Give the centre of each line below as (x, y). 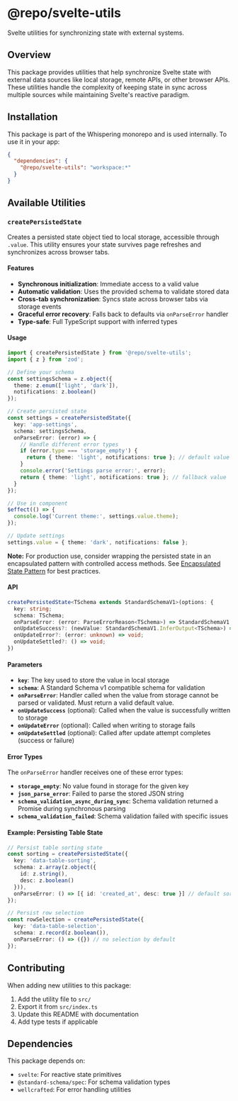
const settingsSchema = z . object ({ (60, 379)
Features (21, 268)
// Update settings (36, 536)
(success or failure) (46, 740)
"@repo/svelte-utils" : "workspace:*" (76, 168)
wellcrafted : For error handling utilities (74, 1090)
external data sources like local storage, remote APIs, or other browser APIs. (119, 79)
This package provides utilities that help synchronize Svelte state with (109, 72)
